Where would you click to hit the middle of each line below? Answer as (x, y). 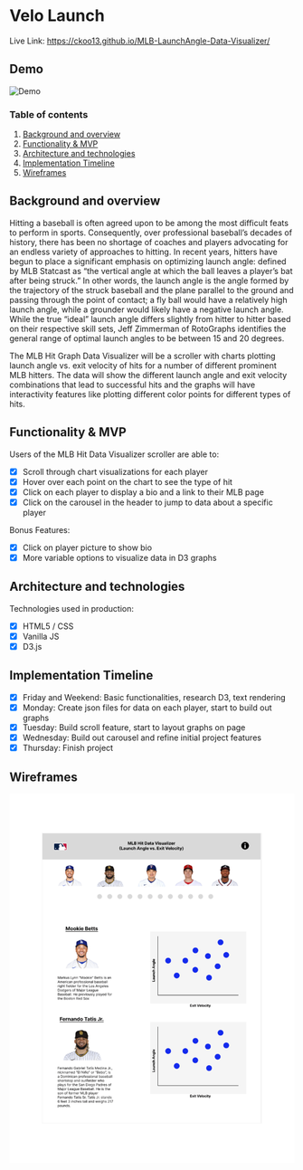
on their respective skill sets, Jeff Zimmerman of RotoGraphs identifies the (148, 328)
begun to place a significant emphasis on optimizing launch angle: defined (148, 261)
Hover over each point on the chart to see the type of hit (128, 481)
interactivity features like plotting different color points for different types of (150, 394)
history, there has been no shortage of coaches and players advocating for (149, 242)
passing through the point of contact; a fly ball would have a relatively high (148, 300)
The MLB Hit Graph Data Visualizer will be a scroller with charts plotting (142, 356)
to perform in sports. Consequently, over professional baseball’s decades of (151, 233)
